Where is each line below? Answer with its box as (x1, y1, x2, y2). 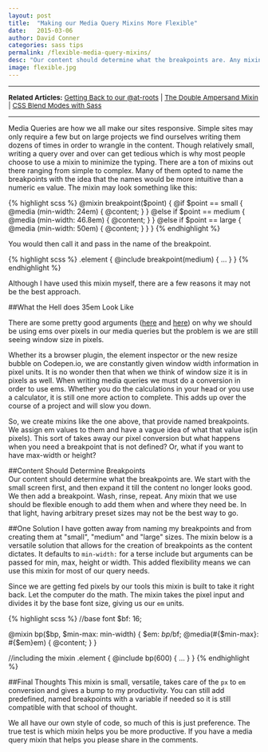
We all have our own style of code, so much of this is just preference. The (8, 718, 251, 727)
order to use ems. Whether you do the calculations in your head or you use (8, 384, 254, 393)
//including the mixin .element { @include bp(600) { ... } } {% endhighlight (8, 653, 250, 663)
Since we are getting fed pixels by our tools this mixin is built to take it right (8, 581, 255, 591)
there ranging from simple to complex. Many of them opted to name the (8, 165, 243, 175)
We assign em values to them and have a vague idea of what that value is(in (8, 424, 258, 435)
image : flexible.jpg (8, 64, 77, 72)
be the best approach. (8, 286, 81, 296)
